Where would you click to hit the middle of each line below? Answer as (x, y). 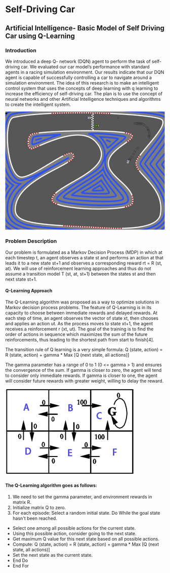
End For (21, 566)
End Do (20, 560)
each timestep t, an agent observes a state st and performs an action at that (84, 257)
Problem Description (31, 241)
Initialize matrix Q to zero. (39, 508)
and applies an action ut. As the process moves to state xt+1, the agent (79, 323)
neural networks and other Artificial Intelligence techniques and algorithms (83, 99)
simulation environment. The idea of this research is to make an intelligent (82, 83)
